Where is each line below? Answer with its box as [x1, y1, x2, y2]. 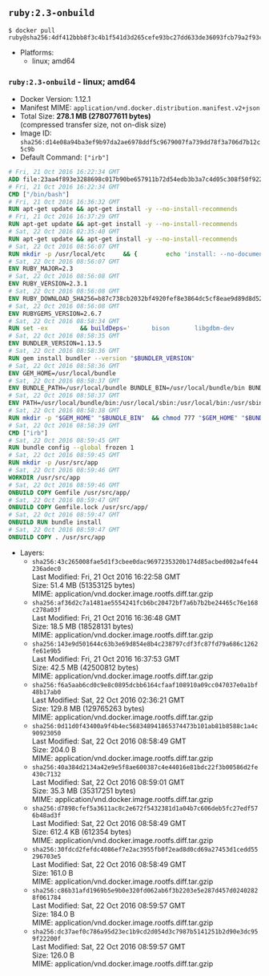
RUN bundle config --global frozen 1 [8, 443, 134, 452]
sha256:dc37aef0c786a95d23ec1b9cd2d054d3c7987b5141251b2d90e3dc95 [31, 927, 259, 936]
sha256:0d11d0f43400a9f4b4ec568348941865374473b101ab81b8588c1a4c [31, 722, 259, 730]
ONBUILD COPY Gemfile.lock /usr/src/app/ [8, 504, 149, 512]
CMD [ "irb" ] [8, 429, 48, 437]
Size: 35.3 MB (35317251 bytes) [31, 786, 136, 796]
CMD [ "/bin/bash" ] [8, 190, 70, 198]
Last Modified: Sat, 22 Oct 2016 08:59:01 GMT [31, 777, 186, 787]
